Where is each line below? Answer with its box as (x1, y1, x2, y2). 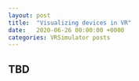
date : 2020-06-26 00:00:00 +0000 (8, 26, 125, 34)
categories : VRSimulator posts (8, 33, 111, 42)
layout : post (8, 11, 51, 20)
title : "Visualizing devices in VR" (8, 19, 132, 27)
